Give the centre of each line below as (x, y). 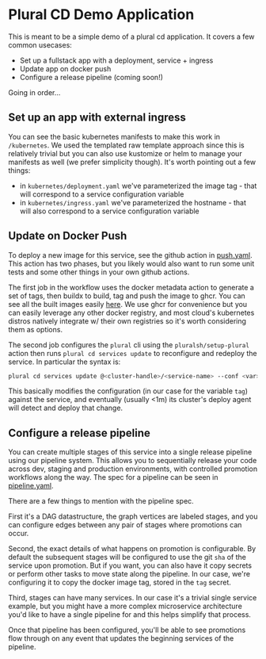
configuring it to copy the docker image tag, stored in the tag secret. (120, 582)
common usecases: (40, 44)
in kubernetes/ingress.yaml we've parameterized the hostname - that (133, 202)
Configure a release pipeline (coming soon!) (91, 77)
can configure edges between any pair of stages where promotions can (125, 525)
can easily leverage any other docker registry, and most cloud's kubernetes (131, 312)
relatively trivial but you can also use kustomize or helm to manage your (125, 153)
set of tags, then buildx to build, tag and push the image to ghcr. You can (127, 296)
